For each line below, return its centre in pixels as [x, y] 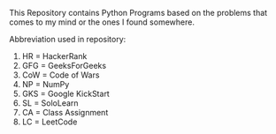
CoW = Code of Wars [61, 75]
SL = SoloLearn [50, 103]
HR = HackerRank [54, 56]
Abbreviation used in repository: [68, 39]
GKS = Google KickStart [66, 93]
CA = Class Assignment [65, 112]
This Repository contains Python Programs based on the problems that [138, 13]
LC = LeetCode [50, 122]
